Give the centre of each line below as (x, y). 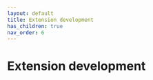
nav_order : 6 (26, 32)
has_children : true (35, 26)
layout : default (30, 13)
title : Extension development (51, 20)
